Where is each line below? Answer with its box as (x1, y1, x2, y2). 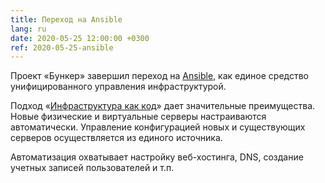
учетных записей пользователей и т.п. (10, 162, 175, 174)
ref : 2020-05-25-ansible (10, 42, 114, 53)
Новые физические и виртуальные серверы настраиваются (10, 111, 267, 123)
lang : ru (10, 24, 47, 34)
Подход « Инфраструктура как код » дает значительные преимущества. (10, 100, 316, 112)
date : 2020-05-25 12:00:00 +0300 (10, 33, 150, 43)
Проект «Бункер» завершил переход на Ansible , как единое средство (10, 70, 309, 82)
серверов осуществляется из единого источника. (10, 132, 223, 144)
